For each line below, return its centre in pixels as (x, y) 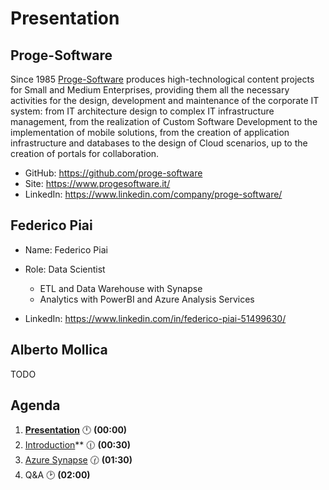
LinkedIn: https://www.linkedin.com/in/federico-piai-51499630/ (155, 318)
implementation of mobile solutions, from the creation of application (150, 132)
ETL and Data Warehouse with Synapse (121, 288)
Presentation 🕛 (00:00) (76, 430)
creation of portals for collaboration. (85, 153)
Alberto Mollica (59, 350)
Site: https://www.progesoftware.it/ (97, 183)
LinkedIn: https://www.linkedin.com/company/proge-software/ (153, 194)
